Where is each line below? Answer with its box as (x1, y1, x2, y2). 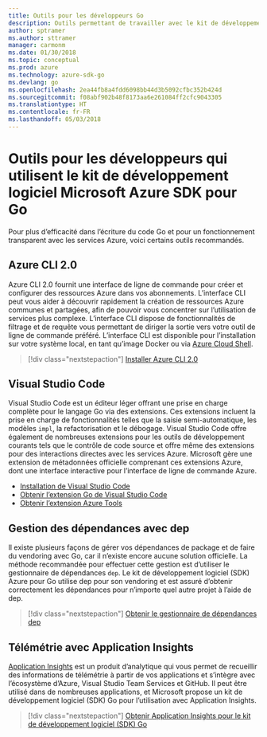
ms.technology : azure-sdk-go (8, 71, 105, 79)
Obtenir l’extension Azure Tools (19, 499, 123, 508)
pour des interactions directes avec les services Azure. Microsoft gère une (8, 449, 253, 459)
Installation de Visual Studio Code (19, 481, 131, 491)
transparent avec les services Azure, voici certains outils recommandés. (8, 235, 245, 245)
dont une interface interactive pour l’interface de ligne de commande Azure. (8, 466, 257, 476)
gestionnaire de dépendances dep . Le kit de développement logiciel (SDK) (8, 568, 250, 578)
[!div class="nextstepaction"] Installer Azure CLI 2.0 (27, 354, 199, 363)
